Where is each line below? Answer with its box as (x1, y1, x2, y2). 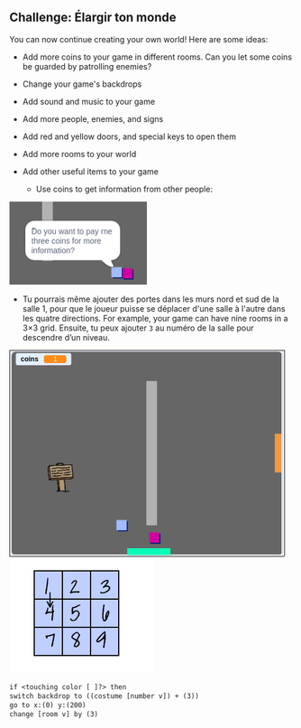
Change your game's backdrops (22, 79, 142, 89)
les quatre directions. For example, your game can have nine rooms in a (22, 313, 288, 323)
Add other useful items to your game (22, 165, 160, 177)
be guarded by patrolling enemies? (22, 61, 152, 71)
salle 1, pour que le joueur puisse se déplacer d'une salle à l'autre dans (22, 303, 286, 313)
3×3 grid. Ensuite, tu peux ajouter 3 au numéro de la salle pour (22, 322, 254, 333)
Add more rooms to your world (22, 148, 137, 159)
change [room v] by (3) (9, 709, 99, 719)
